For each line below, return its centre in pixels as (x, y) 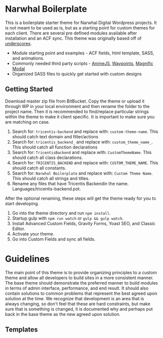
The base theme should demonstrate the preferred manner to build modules (81, 283)
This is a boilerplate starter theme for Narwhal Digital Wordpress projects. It (81, 23)
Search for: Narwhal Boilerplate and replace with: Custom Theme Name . (82, 173)
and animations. (28, 58)
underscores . (18, 43)
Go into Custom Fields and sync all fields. (54, 239)
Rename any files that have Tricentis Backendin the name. (70, 183)
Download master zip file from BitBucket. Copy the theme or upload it (75, 101)
